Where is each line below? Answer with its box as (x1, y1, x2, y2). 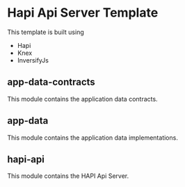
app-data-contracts (7, 76, 95, 88)
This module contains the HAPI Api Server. (7, 172, 129, 180)
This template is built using (7, 28, 85, 36)
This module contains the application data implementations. (7, 133, 179, 142)
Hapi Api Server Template (7, 5, 159, 21)
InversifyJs (17, 56, 49, 64)
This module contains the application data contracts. (7, 95, 158, 103)
